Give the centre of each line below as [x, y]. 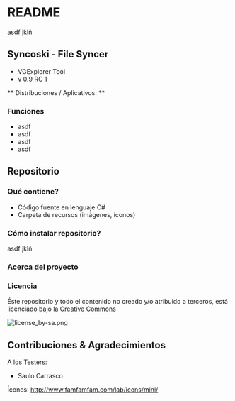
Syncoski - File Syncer [58, 54]
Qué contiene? [33, 192]
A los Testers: [27, 362]
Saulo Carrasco [40, 376]
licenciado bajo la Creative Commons [62, 309]
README [34, 12]
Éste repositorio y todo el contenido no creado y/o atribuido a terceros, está [118, 302]
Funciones [26, 111]
